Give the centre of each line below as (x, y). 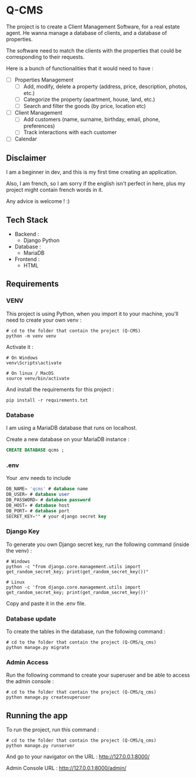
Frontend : (27, 259)
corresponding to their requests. (45, 57)
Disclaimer (26, 158)
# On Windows (22, 358)
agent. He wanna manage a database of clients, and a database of (87, 32)
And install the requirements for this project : (60, 389)
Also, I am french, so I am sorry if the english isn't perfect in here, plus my (96, 184)
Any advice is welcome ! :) (38, 201)
